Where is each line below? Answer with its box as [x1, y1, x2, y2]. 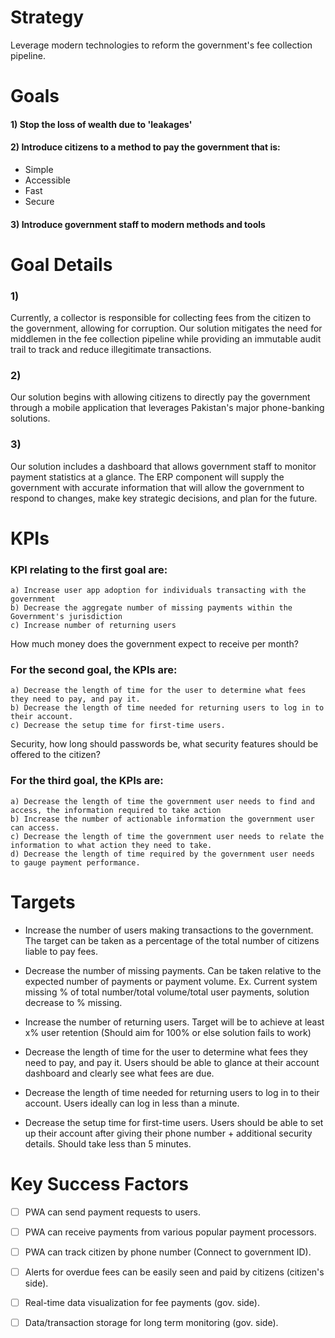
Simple [24, 163, 54, 175]
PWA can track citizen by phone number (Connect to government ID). [24, 1246, 312, 1258]
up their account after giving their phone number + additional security [24, 1127, 313, 1139]
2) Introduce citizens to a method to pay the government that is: [10, 141, 281, 153]
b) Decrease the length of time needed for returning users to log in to [10, 703, 325, 713]
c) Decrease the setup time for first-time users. [10, 721, 226, 731]
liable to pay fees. [24, 945, 98, 957]
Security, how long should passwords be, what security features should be [10, 738, 319, 750]
